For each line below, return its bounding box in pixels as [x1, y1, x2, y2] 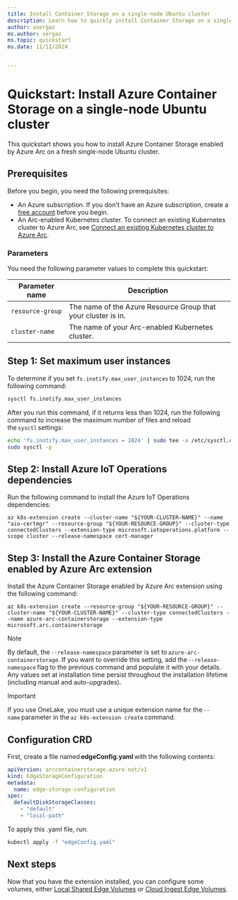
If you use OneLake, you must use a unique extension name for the [7, 706, 203, 714]
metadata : [7, 779, 37, 787]
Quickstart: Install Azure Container [7, 86, 217, 103]
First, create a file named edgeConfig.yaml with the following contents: [7, 752, 215, 760]
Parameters [7, 248, 48, 258]
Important [7, 692, 36, 700]
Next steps [7, 858, 57, 870]
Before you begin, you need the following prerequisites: [7, 186, 169, 195]
